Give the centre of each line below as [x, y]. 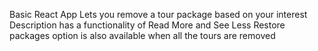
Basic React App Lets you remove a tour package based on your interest [158, 14]
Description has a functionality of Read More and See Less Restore [147, 25]
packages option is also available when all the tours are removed [142, 35]
